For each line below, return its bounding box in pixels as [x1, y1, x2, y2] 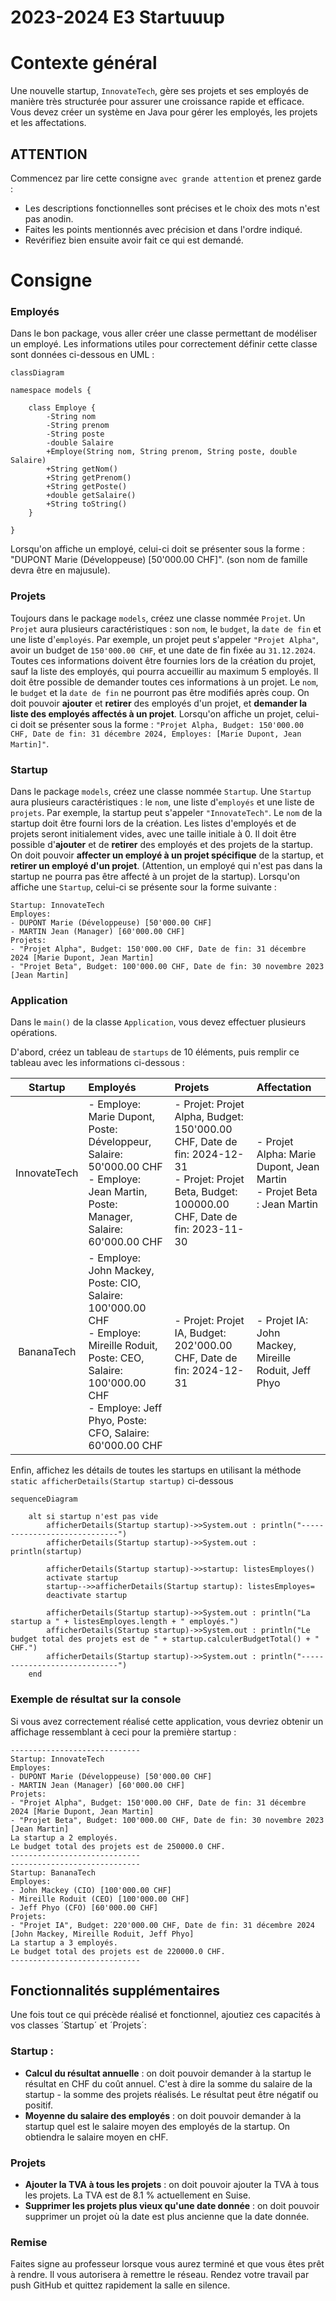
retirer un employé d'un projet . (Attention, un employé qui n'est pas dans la [10, 860, 323, 872]
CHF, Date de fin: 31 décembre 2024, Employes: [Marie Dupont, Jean [10, 729, 302, 739]
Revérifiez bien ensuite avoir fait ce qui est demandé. [24, 234, 244, 246]
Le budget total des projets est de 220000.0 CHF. [10, 1946, 226, 1956]
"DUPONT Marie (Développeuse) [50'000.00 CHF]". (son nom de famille [10, 554, 308, 566]
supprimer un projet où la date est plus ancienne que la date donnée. [24, 2211, 310, 2223]
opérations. [10, 1027, 58, 1039]
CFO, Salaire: [88, 1426, 150, 1440]
